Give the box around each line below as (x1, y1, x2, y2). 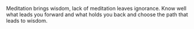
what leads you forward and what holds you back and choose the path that (6, 11, 189, 18)
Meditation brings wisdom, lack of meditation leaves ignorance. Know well (6, 5, 187, 12)
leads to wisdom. (6, 17, 48, 24)
